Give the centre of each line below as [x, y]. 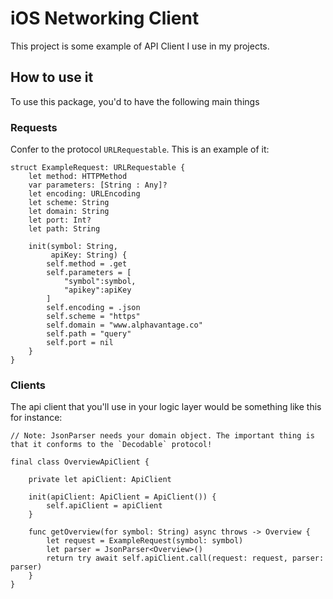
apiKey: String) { [89, 255]
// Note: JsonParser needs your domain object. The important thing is [162, 436]
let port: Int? [60, 220]
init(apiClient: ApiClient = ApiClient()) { [122, 497]
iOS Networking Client [105, 18]
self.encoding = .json [93, 308]
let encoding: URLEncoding [84, 194]
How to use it [52, 77]
